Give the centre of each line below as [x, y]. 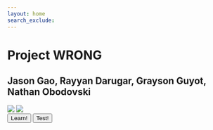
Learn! [19, 118]
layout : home [26, 14]
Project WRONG [55, 55]
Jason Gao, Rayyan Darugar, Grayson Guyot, [107, 81]
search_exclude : [31, 20]
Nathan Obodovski [49, 92]
